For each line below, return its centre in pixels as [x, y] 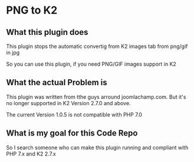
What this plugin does [47, 32]
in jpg [13, 53]
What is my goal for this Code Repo [72, 133]
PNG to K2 [32, 10]
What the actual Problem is [57, 82]
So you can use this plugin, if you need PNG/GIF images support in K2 [91, 64]
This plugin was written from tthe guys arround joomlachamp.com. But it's [96, 97]
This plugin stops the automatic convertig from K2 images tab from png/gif [97, 46]
